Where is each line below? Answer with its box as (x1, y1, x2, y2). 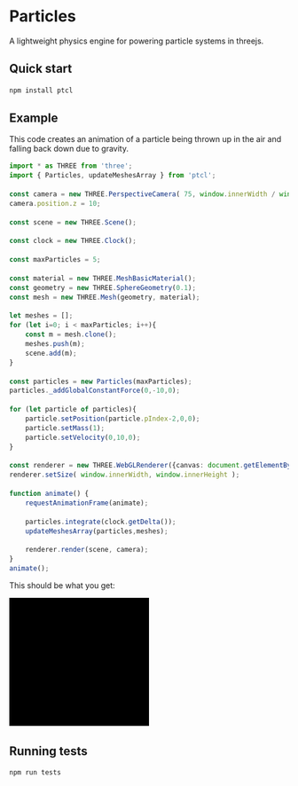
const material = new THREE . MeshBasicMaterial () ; (9, 273, 197, 283)
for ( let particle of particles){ (9, 405, 137, 414)
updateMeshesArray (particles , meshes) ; (25, 526, 169, 536)
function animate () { (9, 490, 90, 499)
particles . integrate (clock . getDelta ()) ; (25, 517, 176, 526)
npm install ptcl (9, 86, 74, 95)
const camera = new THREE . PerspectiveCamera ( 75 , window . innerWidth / (9, 190, 276, 199)
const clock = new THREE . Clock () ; (9, 237, 137, 246)
